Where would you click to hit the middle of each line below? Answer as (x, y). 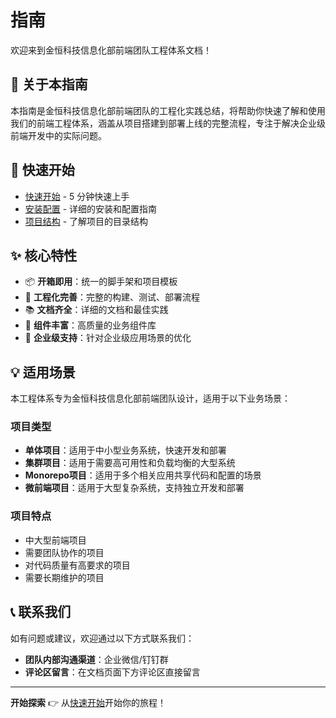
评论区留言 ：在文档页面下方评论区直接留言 (112, 672)
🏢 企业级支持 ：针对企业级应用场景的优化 (108, 338)
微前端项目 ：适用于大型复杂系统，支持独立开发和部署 (134, 488)
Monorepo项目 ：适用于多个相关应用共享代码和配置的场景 (143, 475)
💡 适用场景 (43, 372)
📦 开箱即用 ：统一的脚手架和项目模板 (101, 282)
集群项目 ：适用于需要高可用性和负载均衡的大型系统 (130, 463)
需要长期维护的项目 (64, 577)
